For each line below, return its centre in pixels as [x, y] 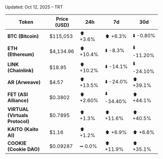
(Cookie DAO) [24, 149]
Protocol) [18, 121]
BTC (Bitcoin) [23, 36]
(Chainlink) [21, 70]
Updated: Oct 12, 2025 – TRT [34, 7]
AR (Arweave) [24, 82]
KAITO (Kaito [23, 129]
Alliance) [18, 100]
